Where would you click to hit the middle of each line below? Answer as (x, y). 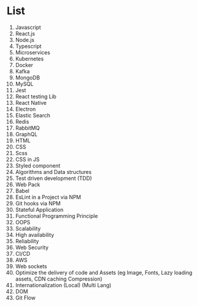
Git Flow (25, 298)
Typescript (28, 46)
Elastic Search (33, 115)
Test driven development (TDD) (53, 178)
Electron (25, 109)
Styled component (38, 165)
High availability (35, 234)
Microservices (33, 52)
